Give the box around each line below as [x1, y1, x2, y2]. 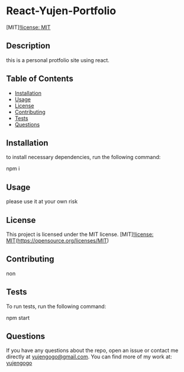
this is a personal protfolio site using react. [6, 56, 109, 63]
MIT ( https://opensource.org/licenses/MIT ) [6, 237, 109, 244]
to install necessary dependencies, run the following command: [6, 154, 161, 161]
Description [6, 41, 50, 51]
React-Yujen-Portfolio [6, 4, 117, 18]
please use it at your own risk [6, 198, 78, 205]
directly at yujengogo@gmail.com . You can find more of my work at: [6, 353, 172, 360]
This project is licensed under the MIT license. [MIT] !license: [6, 231, 154, 238]
